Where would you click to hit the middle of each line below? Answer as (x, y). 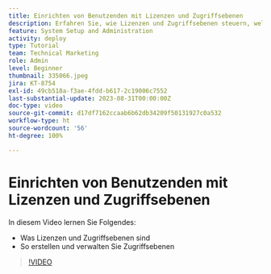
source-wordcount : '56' (48, 128)
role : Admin (28, 61)
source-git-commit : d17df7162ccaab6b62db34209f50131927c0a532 (115, 114)
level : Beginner (35, 68)
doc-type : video (35, 106)
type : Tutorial (34, 46)
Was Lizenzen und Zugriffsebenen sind (85, 238)
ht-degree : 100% (35, 135)
